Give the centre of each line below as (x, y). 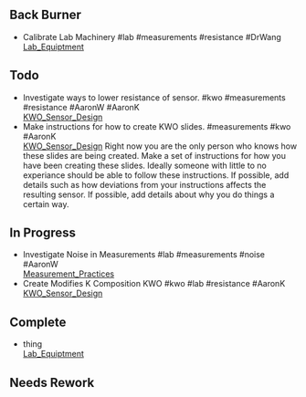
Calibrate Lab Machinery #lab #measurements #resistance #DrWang (152, 37)
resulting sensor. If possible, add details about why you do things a (148, 194)
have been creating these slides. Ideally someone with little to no (144, 165)
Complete (38, 322)
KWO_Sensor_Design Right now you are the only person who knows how (160, 146)
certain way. (46, 204)
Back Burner (46, 15)
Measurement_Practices (69, 274)
